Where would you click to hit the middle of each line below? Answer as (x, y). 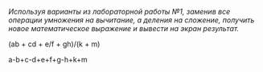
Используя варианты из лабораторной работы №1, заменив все (119, 12)
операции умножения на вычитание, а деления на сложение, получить (131, 20)
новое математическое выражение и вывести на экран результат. (124, 28)
